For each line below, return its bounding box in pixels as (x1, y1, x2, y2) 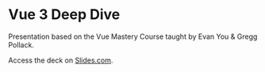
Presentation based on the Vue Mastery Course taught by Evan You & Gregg (8, 32, 258, 41)
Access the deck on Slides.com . (8, 55, 113, 65)
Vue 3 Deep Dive (8, 6, 121, 24)
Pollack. (8, 40, 34, 49)
